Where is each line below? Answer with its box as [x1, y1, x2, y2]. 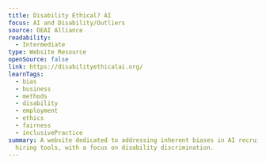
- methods [15, 92, 47, 100]
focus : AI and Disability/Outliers [8, 19, 126, 27]
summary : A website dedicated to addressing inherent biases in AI [8, 136, 236, 144]
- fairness [15, 121, 51, 129]
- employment [15, 107, 59, 115]
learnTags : [8, 70, 44, 78]
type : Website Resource [8, 48, 87, 56]
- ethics [15, 114, 44, 122]
